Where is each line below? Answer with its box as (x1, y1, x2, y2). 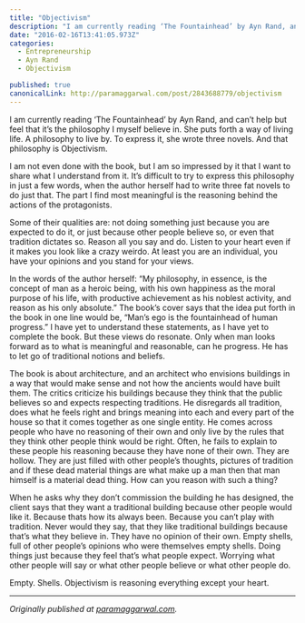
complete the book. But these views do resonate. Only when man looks (9, 331, 276, 342)
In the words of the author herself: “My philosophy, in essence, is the (9, 273, 268, 284)
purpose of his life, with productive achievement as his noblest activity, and (9, 292, 292, 303)
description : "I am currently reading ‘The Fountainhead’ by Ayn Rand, (9, 22, 286, 31)
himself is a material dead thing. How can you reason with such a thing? (9, 474, 279, 485)
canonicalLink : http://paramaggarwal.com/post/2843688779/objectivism (9, 88, 282, 98)
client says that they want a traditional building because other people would (9, 501, 292, 512)
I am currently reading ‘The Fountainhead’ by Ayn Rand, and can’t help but (9, 114, 288, 125)
